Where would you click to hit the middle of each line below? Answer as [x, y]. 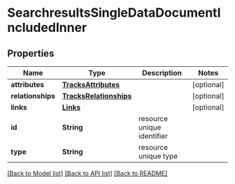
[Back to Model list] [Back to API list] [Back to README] [87, 173]
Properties [31, 53]
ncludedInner [47, 28]
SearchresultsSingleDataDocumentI [114, 13]
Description [162, 73]
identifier [154, 136]
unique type [158, 156]
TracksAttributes [91, 85]
